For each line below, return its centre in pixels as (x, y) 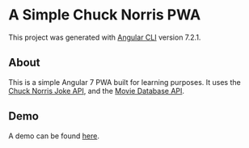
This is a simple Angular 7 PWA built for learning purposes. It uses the (124, 82)
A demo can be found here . (54, 136)
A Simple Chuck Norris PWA (105, 15)
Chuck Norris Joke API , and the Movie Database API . (96, 91)
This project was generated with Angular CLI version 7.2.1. (105, 37)
